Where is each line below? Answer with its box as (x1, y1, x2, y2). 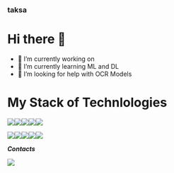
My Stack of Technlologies (7, 94, 168, 111)
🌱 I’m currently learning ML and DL (17, 62, 119, 70)
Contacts (7, 144, 35, 153)
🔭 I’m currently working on (17, 55, 95, 63)
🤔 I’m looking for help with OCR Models (17, 69, 132, 78)
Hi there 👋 (7, 31, 66, 48)
